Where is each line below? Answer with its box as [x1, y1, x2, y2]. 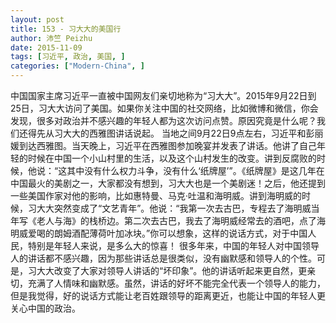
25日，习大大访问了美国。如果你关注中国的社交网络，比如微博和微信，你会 [10, 102, 319, 114]
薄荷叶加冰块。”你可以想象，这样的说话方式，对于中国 [88, 227, 308, 239]
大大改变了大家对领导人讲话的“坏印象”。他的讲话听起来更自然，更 [36, 265, 308, 276]
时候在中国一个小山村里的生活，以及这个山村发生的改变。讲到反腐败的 [27, 152, 317, 164]
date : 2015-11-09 [10, 42, 83, 53]
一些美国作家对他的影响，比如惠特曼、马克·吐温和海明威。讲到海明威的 [10, 190, 303, 201]
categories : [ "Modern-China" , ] [10, 61, 145, 71]
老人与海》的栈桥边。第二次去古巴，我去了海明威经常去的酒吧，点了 [36, 215, 317, 226]
